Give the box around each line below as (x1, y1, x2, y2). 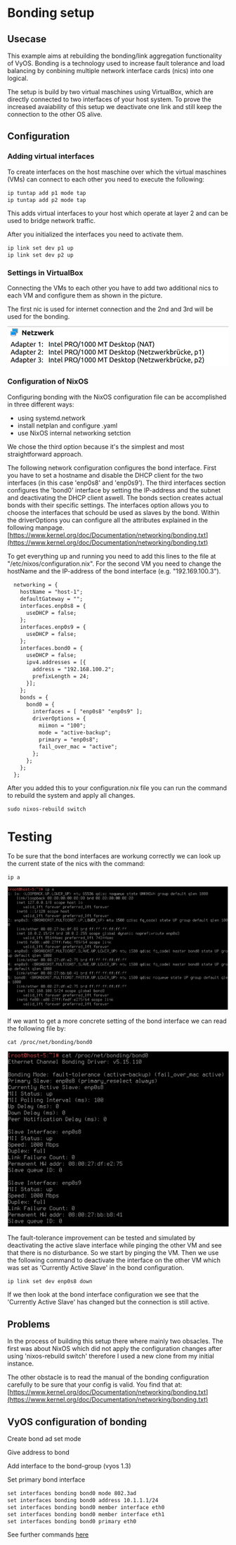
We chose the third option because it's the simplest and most (7, 442, 185, 451)
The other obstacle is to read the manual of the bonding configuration (7, 1373, 209, 1382)
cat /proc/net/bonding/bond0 (7, 1039, 93, 1046)
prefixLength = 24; (32, 673, 90, 680)
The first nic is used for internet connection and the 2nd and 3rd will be (7, 305, 214, 313)
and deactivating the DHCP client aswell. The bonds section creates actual (7, 493, 223, 502)
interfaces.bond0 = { (20, 644, 83, 651)
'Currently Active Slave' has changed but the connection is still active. (7, 1298, 210, 1306)
